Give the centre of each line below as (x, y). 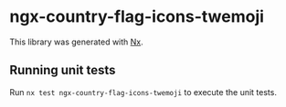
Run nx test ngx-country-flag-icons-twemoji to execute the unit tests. (143, 92)
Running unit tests (63, 70)
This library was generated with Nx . (76, 42)
